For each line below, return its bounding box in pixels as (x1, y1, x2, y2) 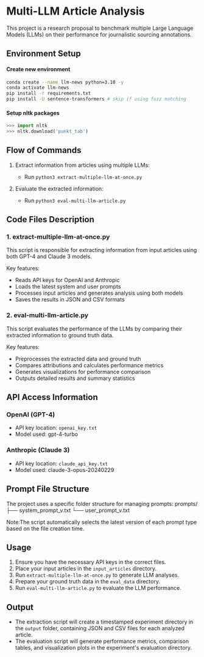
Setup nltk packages (6, 109, 60, 116)
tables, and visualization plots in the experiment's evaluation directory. (15, 644, 192, 652)
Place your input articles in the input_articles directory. (15, 565, 157, 572)
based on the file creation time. (6, 525, 85, 532)
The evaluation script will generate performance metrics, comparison (15, 638, 189, 645)
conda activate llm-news (6, 85, 69, 91)
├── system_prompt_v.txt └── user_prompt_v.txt (6, 507, 130, 514)
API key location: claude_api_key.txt (15, 460, 108, 467)
